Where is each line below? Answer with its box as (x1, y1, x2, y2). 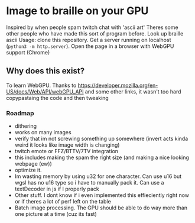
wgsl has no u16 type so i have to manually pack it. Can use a (14, 179, 164, 186)
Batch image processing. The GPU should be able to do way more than (14, 204, 188, 211)
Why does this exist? (6, 66, 84, 76)
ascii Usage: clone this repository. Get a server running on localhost (6, 36, 171, 43)
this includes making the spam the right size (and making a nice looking (14, 154, 189, 161)
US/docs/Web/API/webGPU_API (6, 88, 84, 95)
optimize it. (14, 167, 43, 174)
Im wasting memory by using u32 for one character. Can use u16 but (14, 173, 182, 180)
